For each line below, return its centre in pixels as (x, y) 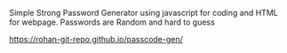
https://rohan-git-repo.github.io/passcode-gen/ (96, 39)
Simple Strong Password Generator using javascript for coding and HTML (143, 13)
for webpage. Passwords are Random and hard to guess (112, 22)
